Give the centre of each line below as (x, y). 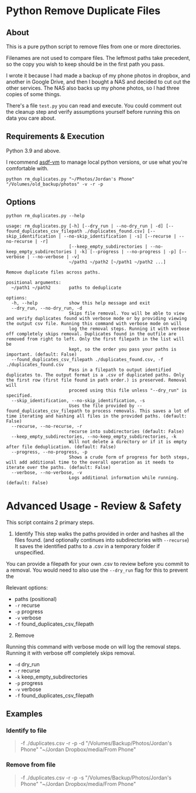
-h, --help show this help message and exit (81, 303)
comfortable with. (27, 168)
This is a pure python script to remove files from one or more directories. (94, 46)
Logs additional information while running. (124, 478)
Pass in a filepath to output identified (120, 370)
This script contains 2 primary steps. (50, 522)
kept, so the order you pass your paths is (123, 349)
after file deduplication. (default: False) (61, 447)
